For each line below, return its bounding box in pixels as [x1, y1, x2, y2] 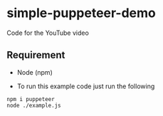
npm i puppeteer [6, 95, 55, 102]
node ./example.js [6, 102, 61, 109]
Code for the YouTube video [6, 28, 90, 37]
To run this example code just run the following [16, 82, 155, 90]
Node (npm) [16, 68, 53, 76]
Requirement [6, 49, 65, 61]
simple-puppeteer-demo [6, 5, 156, 21]
